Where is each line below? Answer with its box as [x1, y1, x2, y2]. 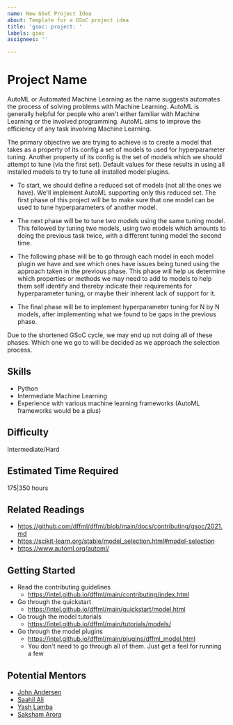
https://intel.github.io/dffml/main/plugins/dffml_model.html [27, 635, 196, 643]
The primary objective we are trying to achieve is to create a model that [7, 138, 212, 147]
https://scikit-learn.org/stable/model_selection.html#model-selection [17, 537, 215, 546]
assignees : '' [7, 36, 49, 43]
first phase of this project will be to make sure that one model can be [17, 196, 214, 204]
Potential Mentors [7, 669, 87, 681]
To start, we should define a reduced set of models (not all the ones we [17, 181, 222, 190]
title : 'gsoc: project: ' [7, 23, 82, 30]
